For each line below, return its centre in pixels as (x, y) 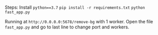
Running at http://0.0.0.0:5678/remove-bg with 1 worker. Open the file (79, 22)
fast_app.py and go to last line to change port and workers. (67, 27)
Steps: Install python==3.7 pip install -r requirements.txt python (75, 7)
